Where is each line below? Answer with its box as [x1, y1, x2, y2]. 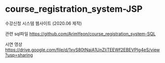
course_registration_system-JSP [5, 3, 143, 15]
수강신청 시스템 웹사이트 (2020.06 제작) [5, 20, 82, 26]
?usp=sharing [5, 52, 33, 58]
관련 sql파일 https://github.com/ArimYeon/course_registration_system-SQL [5, 31, 156, 36]
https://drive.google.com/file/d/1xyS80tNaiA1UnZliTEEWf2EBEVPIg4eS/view [5, 47, 160, 53]
